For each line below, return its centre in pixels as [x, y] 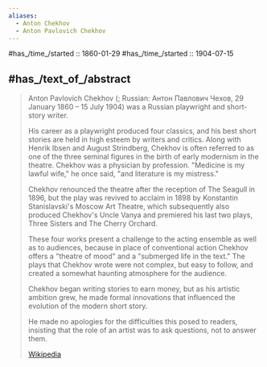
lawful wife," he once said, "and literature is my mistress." [123, 174]
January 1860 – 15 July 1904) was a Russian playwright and [126, 107]
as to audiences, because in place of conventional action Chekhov [138, 248]
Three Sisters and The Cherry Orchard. [93, 224]
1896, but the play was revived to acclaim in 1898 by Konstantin [133, 198]
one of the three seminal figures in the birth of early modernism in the [143, 157]
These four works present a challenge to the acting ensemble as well [142, 239]
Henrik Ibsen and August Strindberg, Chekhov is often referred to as [141, 148]
